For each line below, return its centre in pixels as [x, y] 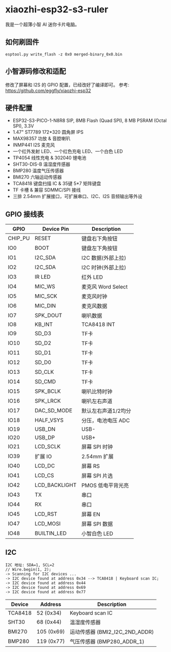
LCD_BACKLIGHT [56, 485]
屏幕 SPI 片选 [97, 476]
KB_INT [44, 324]
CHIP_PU [19, 239]
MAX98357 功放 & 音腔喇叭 [41, 139]
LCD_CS [45, 476]
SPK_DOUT [49, 316]
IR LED [43, 277]
